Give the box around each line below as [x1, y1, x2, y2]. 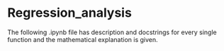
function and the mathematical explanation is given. [7, 35, 158, 43]
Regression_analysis [7, 5, 133, 21]
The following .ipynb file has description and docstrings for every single [7, 28, 218, 36]
